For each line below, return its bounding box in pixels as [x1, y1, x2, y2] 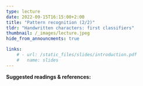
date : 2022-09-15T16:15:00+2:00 [6, 14, 85, 20]
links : [6, 46, 22, 53]
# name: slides [16, 57, 59, 63]
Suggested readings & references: [6, 73, 92, 80]
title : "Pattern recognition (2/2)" [6, 19, 95, 25]
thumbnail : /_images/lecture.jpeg [6, 30, 90, 36]
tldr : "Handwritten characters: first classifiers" [6, 25, 134, 31]
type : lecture [6, 8, 41, 15]
